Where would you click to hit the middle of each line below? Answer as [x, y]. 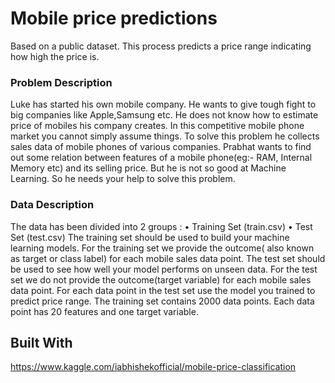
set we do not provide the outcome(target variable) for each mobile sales [161, 279]
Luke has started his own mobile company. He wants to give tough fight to [163, 104]
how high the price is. [55, 56]
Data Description [52, 205]
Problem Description [61, 82]
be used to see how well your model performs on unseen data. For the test [164, 269]
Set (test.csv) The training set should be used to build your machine [150, 237]
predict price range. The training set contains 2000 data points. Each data [162, 301]
